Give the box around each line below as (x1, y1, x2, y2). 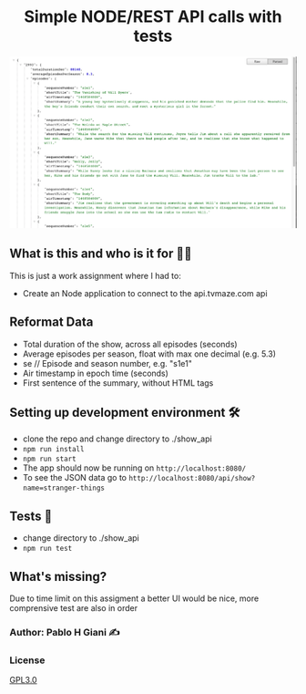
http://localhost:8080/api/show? (128, 474, 256, 483)
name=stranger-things (22, 483, 105, 493)
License (9, 654, 46, 667)
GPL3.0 (9, 675, 38, 686)
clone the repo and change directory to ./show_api (22, 433, 212, 444)
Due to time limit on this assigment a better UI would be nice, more (9, 593, 260, 604)
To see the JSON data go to (22, 472, 127, 483)
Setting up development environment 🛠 (9, 404, 240, 420)
